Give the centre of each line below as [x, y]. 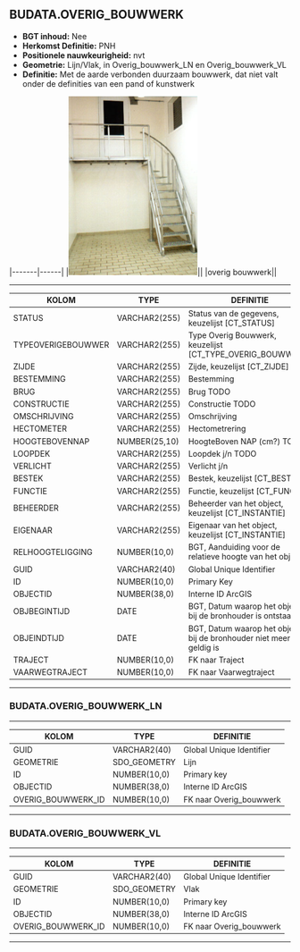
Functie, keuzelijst [221, 491]
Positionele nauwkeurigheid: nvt [83, 55]
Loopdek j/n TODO [222, 453]
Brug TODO [209, 392]
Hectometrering [217, 429]
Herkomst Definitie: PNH [69, 46]
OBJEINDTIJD [39, 637]
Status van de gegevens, [233, 313]
